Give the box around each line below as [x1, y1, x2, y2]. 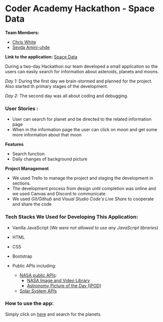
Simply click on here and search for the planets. [5, 311, 102, 317]
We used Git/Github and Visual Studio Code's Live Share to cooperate [12, 196, 154, 202]
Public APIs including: [12, 263, 56, 268]
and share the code [12, 201, 52, 207]
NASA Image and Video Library [27, 277, 90, 283]
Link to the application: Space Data [5, 54, 78, 59]
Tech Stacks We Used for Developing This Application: [5, 214, 138, 220]
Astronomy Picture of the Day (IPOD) [27, 283, 102, 289]
